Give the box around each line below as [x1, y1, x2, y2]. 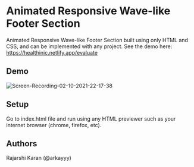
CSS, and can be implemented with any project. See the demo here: [6, 43, 173, 50]
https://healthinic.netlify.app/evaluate [6, 49, 98, 56]
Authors [6, 138, 37, 149]
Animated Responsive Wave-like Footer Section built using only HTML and [6, 36, 189, 43]
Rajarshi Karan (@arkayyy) [6, 155, 71, 162]
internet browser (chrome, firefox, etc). [6, 121, 102, 128]
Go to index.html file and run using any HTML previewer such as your [6, 115, 176, 122]
